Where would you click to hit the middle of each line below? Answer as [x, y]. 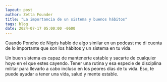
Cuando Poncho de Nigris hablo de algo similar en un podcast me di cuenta [84, 43]
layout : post [19, 10]
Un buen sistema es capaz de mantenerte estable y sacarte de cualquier [81, 58]
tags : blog [17, 24]
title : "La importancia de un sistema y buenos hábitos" [66, 19]
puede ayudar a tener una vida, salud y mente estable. [62, 74]
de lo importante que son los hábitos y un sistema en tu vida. [69, 48]
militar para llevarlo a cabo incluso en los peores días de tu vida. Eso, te [80, 69]
